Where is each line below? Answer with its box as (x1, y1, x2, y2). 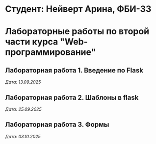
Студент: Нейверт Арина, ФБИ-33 (5, 3, 152, 15)
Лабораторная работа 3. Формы (5, 120, 109, 129)
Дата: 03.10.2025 (5, 133, 41, 139)
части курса (5, 36, 58, 48)
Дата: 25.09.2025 (5, 106, 42, 112)
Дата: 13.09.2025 (5, 79, 41, 85)
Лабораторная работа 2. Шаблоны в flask (5, 93, 139, 101)
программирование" (5, 47, 96, 58)
